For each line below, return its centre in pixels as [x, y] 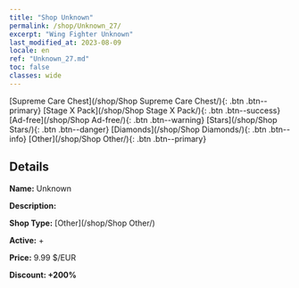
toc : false [29, 68]
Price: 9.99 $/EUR [43, 257]
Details [29, 167]
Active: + [27, 240]
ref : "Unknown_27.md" [50, 59]
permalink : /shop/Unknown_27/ [66, 26]
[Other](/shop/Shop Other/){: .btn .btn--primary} [117, 138]
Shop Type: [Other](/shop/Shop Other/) [83, 223]
